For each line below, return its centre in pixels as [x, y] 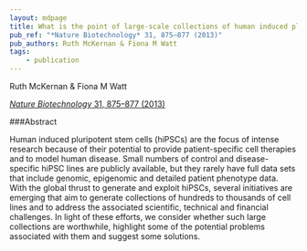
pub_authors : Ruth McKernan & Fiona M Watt [94, 43]
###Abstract [33, 121]
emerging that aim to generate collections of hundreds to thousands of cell [150, 198]
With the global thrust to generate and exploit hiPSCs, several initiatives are [151, 188]
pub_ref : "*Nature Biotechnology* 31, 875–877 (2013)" [116, 35]
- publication [53, 60]
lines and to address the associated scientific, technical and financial [139, 207]
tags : [20, 52]
